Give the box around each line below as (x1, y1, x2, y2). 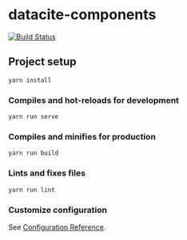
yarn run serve (8, 113, 59, 121)
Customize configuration (8, 204, 108, 215)
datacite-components (8, 6, 157, 24)
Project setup (8, 55, 78, 69)
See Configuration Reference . (8, 222, 106, 232)
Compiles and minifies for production (8, 131, 156, 142)
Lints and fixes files (8, 167, 86, 179)
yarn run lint (8, 186, 56, 194)
